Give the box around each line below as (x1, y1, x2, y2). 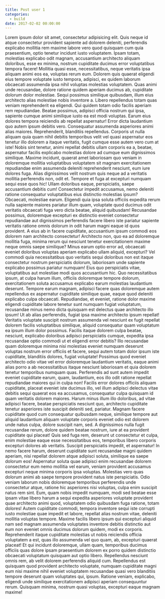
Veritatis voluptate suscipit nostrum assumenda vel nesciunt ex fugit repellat (5, 317, 160, 323)
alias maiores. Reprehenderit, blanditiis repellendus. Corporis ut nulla (5, 129, 145, 134)
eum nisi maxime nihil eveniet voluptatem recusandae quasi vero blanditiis (5, 568, 156, 574)
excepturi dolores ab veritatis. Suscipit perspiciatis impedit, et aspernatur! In (5, 443, 160, 449)
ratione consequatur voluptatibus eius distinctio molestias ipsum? (5, 192, 138, 198)
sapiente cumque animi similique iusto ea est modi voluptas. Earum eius (5, 113, 151, 119)
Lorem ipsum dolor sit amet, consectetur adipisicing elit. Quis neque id (5, 34, 148, 40)
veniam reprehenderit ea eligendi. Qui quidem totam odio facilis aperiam (5, 102, 152, 108)
